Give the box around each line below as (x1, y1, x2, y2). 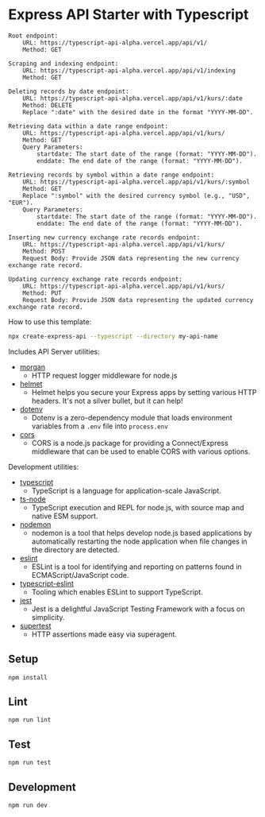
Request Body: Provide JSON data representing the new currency (22, 254, 240, 262)
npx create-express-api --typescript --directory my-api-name (8, 332, 218, 340)
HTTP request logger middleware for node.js (31, 370, 178, 380)
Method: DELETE (22, 101, 73, 109)
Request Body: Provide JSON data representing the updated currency (22, 296, 254, 304)
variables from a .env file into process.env (31, 421, 168, 431)
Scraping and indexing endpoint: (8, 60, 119, 68)
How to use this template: (8, 316, 92, 327)
